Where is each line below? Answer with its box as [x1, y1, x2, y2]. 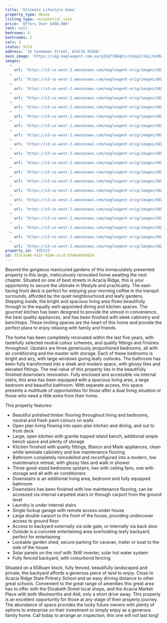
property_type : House [5, 12, 50, 17]
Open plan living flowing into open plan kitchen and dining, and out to [12, 423, 155, 429]
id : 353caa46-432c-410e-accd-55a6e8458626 [5, 253, 94, 258]
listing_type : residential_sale [5, 16, 72, 21]
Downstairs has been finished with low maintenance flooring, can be [12, 486, 153, 492]
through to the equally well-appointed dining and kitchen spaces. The [5, 304, 148, 310]
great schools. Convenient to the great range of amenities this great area [5, 581, 154, 586]
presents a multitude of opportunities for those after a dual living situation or [5, 387, 162, 393]
